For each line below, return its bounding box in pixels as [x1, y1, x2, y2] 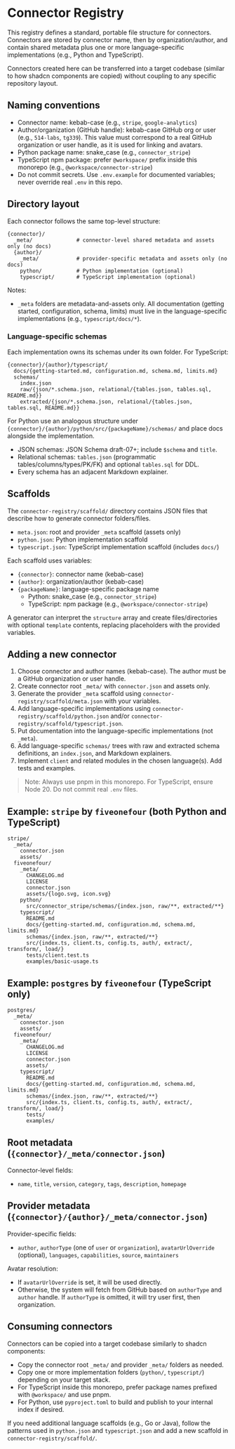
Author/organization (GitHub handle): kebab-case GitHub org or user [17, 125, 216, 134]
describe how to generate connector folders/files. [7, 514, 151, 523]
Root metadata [7, 1136, 74, 1148]
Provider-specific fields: [7, 1229, 77, 1238]
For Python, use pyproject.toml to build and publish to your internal [17, 1398, 213, 1406]
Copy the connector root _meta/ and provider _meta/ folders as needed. [17, 1361, 224, 1369]
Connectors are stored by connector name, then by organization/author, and [7, 35, 228, 44]
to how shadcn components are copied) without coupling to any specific [7, 72, 217, 80]
